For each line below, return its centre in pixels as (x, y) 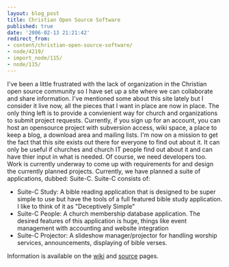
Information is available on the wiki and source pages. (83, 256)
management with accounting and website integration (93, 228)
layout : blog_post (33, 13)
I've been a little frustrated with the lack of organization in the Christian (107, 84)
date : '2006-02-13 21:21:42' (49, 33)
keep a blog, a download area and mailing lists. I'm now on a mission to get (113, 135)
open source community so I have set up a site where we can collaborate (110, 91)
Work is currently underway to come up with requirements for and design (110, 164)
